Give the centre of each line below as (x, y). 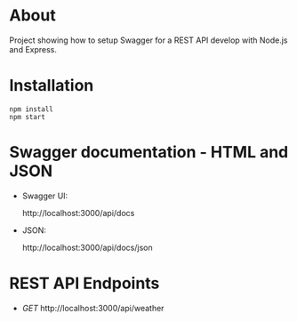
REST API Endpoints (84, 283)
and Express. (33, 49)
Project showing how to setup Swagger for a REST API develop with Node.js (148, 40)
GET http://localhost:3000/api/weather (93, 308)
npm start (28, 117)
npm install (31, 109)
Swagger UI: (45, 196)
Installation (52, 86)
